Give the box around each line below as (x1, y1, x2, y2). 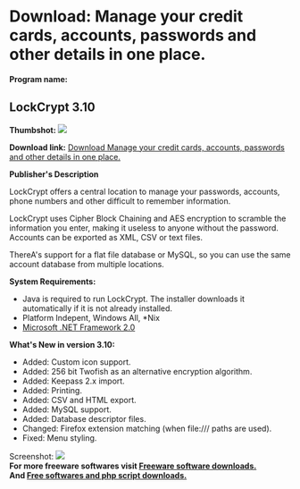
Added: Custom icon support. (21, 356, 131, 367)
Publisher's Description (9, 168, 99, 180)
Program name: (9, 73, 69, 84)
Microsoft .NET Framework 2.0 (21, 322, 136, 333)
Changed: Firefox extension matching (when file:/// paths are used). (21, 423, 272, 434)
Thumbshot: (9, 124, 56, 135)
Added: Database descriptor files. (21, 413, 146, 424)
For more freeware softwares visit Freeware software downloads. (9, 460, 257, 471)
